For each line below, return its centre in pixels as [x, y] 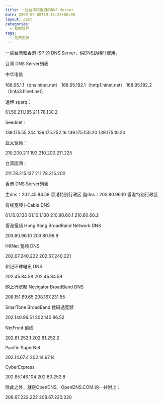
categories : [18, 24]
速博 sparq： [18, 102]
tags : [11, 33]
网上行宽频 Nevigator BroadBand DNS [45, 287]
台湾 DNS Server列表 [27, 63]
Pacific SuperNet [23, 347]
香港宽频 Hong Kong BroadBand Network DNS [53, 225]
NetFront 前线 [19, 328]
